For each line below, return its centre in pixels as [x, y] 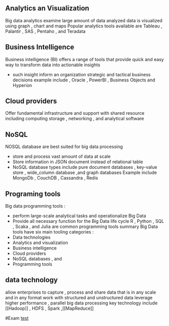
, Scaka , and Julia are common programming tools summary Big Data [85, 226]
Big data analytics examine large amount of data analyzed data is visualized [84, 20]
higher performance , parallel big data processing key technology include [81, 303]
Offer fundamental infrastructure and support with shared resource [75, 113]
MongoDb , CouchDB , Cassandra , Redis [55, 178]
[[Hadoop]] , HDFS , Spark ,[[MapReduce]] [50, 308]
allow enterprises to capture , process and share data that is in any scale [81, 292]
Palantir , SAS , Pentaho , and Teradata [45, 31]
